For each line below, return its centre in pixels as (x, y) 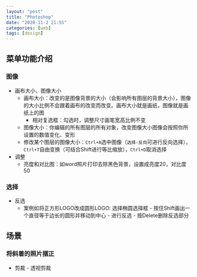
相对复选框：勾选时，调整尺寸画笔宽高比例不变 (89, 120)
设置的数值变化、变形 (49, 134)
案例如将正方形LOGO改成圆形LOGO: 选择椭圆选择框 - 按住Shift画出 (104, 208)
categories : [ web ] (29, 28)
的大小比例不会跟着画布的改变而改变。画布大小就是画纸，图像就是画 (106, 105)
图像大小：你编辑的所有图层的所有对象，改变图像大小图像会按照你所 (106, 127)
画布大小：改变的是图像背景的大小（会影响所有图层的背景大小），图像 (107, 98)
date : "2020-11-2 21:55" (36, 22)
